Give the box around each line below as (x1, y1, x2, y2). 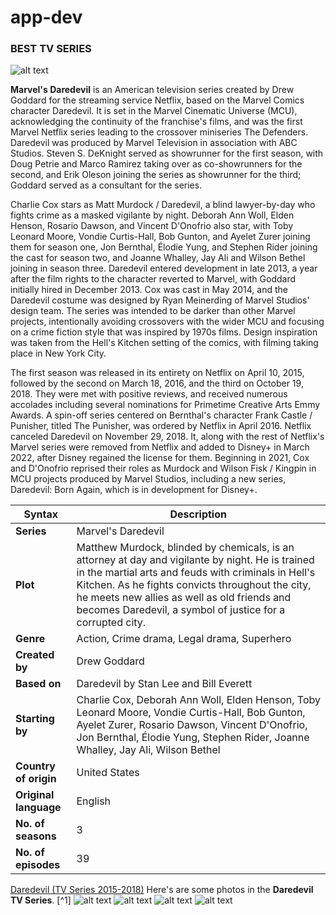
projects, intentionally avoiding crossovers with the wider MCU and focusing (10, 316, 325, 328)
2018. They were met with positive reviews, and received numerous (10, 388, 288, 400)
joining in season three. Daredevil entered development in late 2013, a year (10, 262, 318, 275)
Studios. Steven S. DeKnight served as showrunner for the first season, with (10, 147, 324, 160)
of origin (15, 772, 57, 786)
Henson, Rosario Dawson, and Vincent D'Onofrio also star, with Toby (10, 220, 294, 232)
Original (15, 788, 55, 802)
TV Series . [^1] (10, 894, 72, 906)
